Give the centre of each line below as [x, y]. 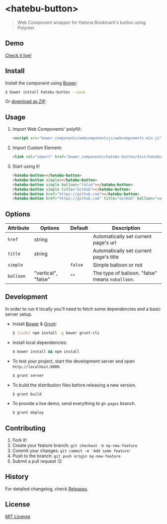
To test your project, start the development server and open [74, 361]
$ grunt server [28, 375]
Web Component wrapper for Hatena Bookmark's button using [81, 22]
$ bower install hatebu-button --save [45, 92]
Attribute [19, 228]
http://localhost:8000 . [37, 366]
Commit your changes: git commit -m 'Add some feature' [72, 451]
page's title [106, 257]
